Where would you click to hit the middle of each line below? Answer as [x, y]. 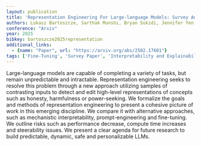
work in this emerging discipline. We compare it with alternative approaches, [100, 111]
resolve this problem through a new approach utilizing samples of [87, 86]
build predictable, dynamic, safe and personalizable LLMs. [78, 136]
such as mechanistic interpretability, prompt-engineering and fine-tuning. [97, 117]
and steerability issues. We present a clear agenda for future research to [96, 130]
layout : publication [32, 12]
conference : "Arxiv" [32, 28]
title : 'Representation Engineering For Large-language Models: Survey [97, 17]
